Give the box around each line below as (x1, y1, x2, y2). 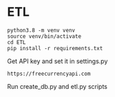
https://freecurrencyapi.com (7, 70, 91, 77)
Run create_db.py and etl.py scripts (7, 82, 108, 90)
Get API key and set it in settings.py (7, 56, 108, 65)
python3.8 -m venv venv (7, 27, 76, 34)
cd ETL (7, 39, 26, 45)
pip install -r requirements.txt (7, 45, 103, 52)
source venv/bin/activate (7, 32, 81, 40)
